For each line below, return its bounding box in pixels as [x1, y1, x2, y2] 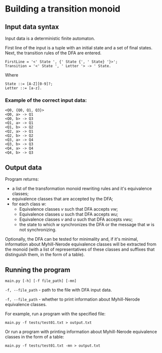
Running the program [5, 265, 71, 274]
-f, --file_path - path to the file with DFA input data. [5, 287, 112, 292]
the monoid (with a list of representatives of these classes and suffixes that [5, 246, 155, 252]
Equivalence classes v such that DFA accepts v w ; [19, 206, 118, 212]
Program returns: [5, 176, 39, 182]
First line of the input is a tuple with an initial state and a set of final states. [5, 45, 153, 50]
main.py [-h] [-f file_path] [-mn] [5, 278, 77, 283]
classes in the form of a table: [5, 334, 64, 339]
